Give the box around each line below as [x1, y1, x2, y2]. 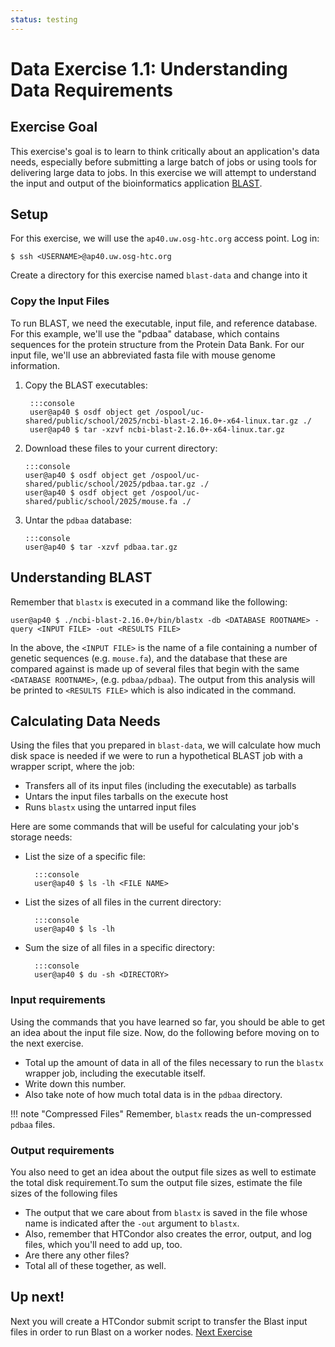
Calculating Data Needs [10, 712, 161, 730]
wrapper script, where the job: [10, 761, 135, 773]
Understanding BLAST [10, 569, 153, 586]
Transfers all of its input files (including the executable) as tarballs [24, 780, 297, 792]
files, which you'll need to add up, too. [24, 1238, 183, 1250]
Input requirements [10, 993, 106, 1007]
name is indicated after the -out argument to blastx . [24, 1217, 240, 1229]
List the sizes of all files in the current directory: [24, 896, 222, 908]
